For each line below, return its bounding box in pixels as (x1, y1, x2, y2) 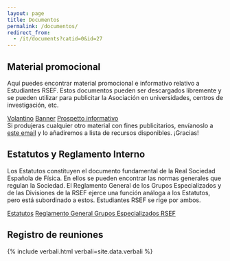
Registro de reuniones (7, 229, 104, 240)
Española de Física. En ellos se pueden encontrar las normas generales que (7, 174, 222, 182)
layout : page (7, 10, 45, 17)
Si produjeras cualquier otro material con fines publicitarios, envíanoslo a (7, 121, 214, 129)
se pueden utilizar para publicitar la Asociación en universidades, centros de (7, 93, 224, 101)
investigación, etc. (7, 101, 59, 109)
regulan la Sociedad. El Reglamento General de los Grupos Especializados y (7, 181, 222, 189)
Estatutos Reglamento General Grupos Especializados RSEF (7, 209, 176, 217)
